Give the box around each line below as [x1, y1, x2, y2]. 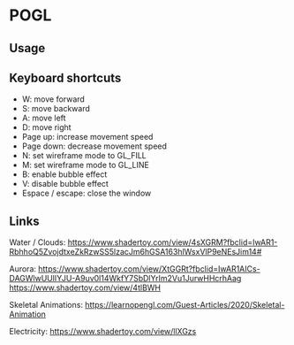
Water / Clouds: [9, 237, 66, 248]
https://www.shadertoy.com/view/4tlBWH [9, 282, 162, 293]
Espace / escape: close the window [21, 188, 152, 199]
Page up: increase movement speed [21, 132, 154, 142]
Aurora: [9, 264, 37, 274]
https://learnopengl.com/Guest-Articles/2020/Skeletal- [85, 300, 285, 310]
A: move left [21, 112, 66, 124]
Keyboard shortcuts [9, 70, 122, 85]
